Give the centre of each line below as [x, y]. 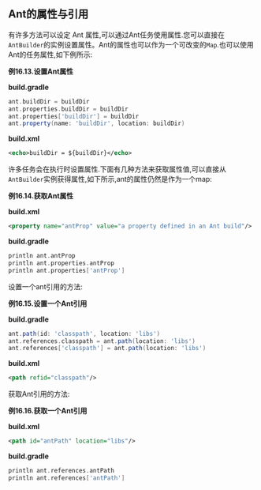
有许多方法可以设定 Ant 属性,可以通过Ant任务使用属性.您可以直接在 [116, 35]
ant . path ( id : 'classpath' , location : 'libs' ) [84, 334]
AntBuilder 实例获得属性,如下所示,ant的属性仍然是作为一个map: [110, 179]
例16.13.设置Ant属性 [41, 71]
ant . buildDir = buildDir [49, 101]
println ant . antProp [42, 256]
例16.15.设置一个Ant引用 [48, 303]
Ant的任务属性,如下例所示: [50, 55]
